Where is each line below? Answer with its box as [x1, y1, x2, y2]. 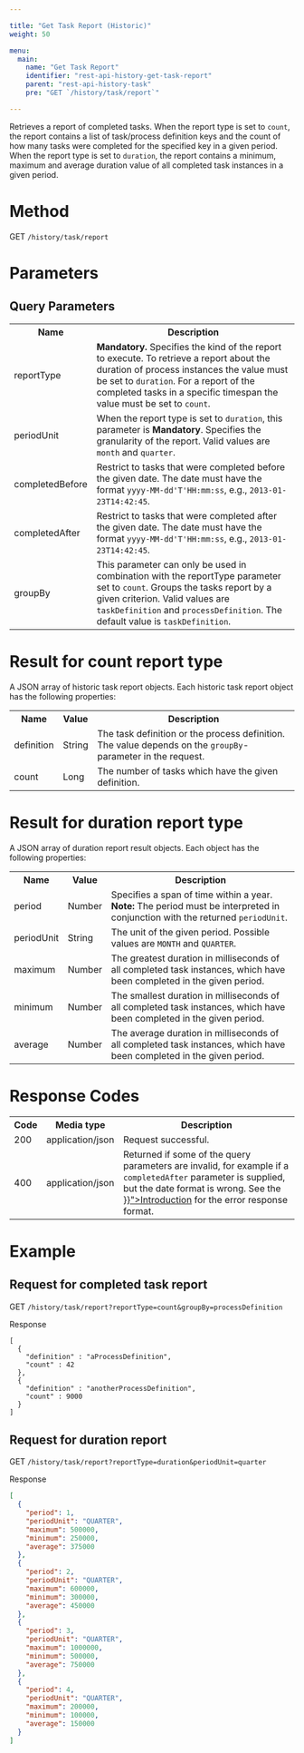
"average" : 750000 [25, 1660, 95, 1670]
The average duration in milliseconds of [110, 1026, 280, 1039]
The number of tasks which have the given [97, 764, 279, 777]
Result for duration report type [9, 812, 244, 833]
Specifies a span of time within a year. [110, 888, 273, 901]
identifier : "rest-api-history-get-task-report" [25, 72, 213, 81]
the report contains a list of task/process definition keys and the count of [9, 131, 281, 142]
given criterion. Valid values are [96, 592, 231, 604]
